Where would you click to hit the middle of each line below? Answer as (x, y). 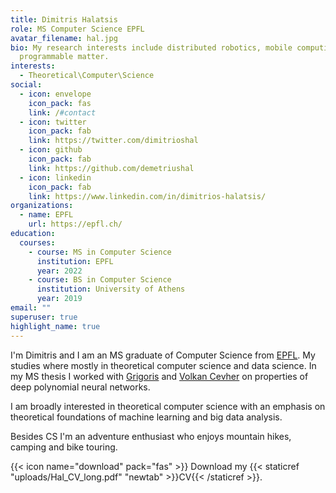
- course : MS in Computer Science (100, 252)
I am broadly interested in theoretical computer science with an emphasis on (168, 406)
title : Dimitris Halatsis (64, 19)
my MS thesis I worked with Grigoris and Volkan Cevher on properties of (159, 376)
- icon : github (51, 150)
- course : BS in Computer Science (100, 280)
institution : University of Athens (111, 289)
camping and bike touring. (64, 447)
